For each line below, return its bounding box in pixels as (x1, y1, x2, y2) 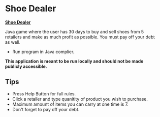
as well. (5, 39, 21, 45)
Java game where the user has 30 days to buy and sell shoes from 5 (5, 29, 144, 34)
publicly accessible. (5, 63, 47, 69)
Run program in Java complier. (12, 49, 75, 55)
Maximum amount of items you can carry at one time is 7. (12, 101, 129, 107)
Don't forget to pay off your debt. (12, 106, 80, 112)
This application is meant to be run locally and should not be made (5, 58, 144, 64)
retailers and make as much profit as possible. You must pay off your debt (5, 34, 155, 40)
